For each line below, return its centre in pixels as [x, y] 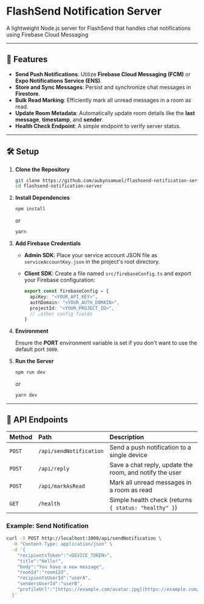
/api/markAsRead [62, 486]
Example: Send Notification [48, 525]
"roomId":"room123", [43, 572]
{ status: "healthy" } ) [144, 507]
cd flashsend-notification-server [59, 186]
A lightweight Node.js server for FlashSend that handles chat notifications [99, 28]
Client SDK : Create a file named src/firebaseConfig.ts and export [107, 274]
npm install [30, 209]
